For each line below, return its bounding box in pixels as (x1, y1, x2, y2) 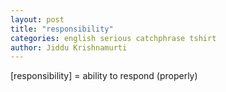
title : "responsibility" (10, 24, 114, 34)
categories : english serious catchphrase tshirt (10, 33, 217, 43)
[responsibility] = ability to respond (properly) (10, 70, 198, 82)
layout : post (10, 14, 65, 25)
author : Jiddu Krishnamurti (10, 42, 128, 53)
